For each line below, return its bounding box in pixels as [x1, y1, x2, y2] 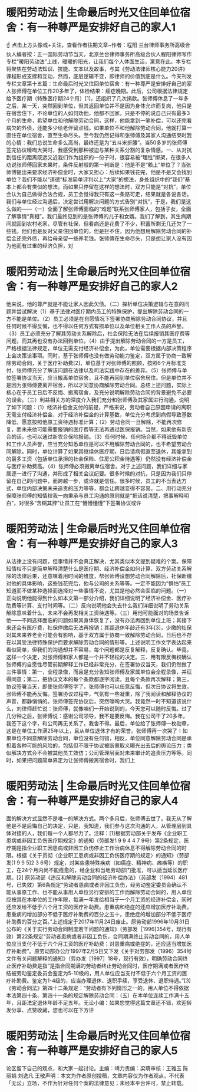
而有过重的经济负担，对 [16, 242, 74, 249]
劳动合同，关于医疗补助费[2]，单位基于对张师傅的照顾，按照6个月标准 [11, 359, 181, 366]
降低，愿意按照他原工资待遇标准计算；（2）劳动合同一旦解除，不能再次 [6, 418, 177, 425]
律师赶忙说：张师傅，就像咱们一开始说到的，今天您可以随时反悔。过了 [21, 705, 192, 712]
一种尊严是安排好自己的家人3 [37, 537, 179, 551]
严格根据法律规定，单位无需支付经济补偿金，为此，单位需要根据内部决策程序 [6, 344, 192, 351]
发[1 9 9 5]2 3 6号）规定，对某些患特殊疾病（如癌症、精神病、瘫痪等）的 [6, 859, 183, 866]
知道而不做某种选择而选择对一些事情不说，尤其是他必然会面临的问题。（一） [6, 587, 190, 594]
